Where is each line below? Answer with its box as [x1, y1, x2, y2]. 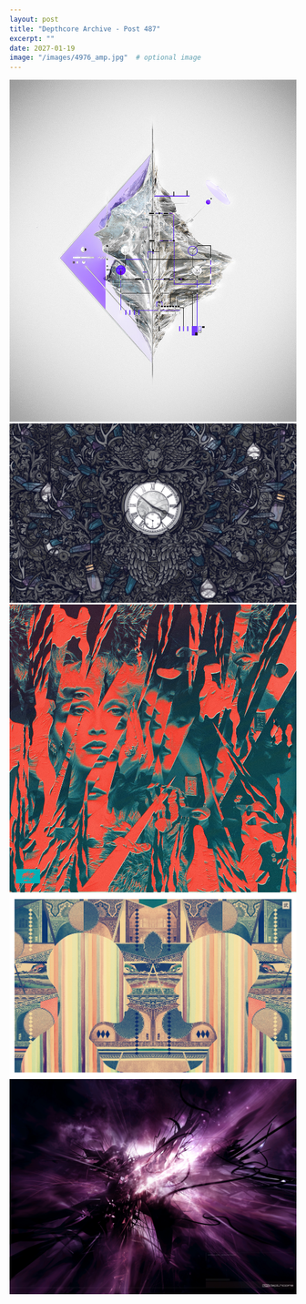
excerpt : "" [9, 34, 55, 43]
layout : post [9, 15, 59, 24]
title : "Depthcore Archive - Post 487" [9, 24, 161, 34]
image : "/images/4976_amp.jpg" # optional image [9, 53, 202, 63]
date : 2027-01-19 [9, 44, 76, 53]
